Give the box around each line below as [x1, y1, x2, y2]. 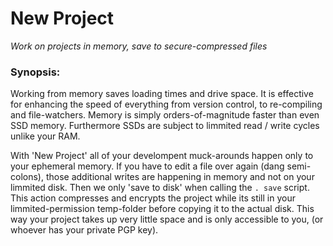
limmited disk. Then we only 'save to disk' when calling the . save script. [10, 182, 310, 194]
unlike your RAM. [10, 130, 81, 142]
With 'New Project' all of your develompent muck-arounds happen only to [10, 150, 314, 162]
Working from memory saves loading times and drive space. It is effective [10, 88, 314, 100]
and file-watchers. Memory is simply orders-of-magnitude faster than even [10, 109, 320, 121]
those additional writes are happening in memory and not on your [45, 171, 315, 183]
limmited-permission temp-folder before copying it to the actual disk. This [10, 203, 315, 215]
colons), [10, 171, 44, 183]
